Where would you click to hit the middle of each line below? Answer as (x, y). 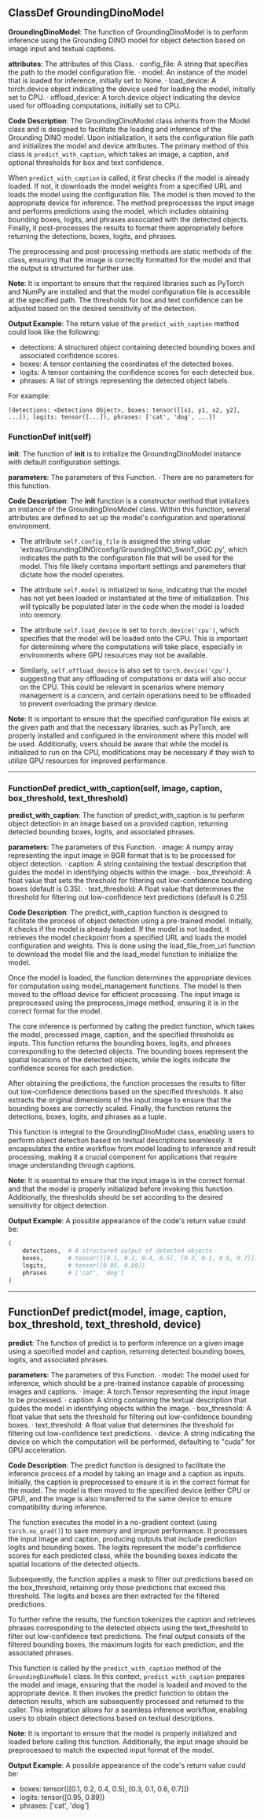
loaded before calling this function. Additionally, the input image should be (128, 1742)
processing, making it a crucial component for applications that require (123, 1157)
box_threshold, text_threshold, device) (105, 1324)
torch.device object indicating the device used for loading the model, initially (132, 89)
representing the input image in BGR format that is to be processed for (122, 856)
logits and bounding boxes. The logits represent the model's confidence (125, 1548)
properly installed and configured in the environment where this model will (128, 736)
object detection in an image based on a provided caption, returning (118, 823)
